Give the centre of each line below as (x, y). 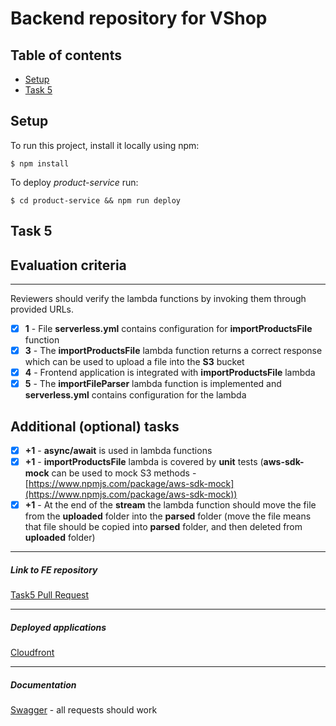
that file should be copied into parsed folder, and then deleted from (163, 527)
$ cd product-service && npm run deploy (96, 200)
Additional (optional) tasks (95, 426)
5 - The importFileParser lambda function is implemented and (153, 384)
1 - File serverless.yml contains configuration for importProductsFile (168, 329)
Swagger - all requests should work (84, 710)
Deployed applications (58, 627)
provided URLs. (42, 309)
